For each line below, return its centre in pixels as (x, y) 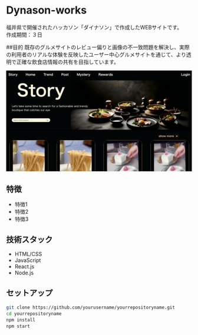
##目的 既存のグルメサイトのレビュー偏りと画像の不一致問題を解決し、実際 (98, 47)
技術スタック (29, 239)
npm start (18, 326)
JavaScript (28, 260)
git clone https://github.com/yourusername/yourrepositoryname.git (91, 308)
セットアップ (29, 293)
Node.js (24, 273)
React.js (24, 267)
